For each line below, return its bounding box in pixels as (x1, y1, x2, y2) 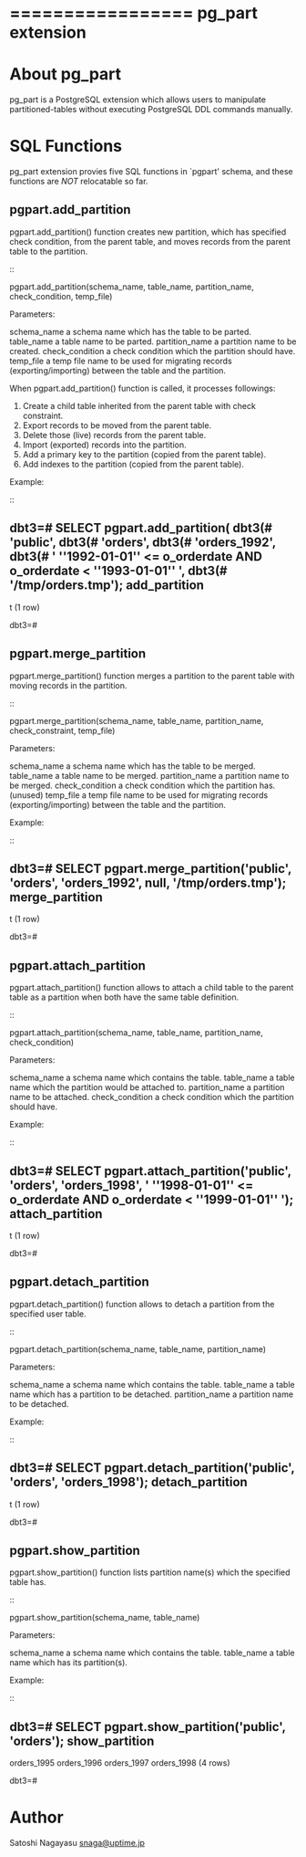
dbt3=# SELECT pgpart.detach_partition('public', (9, 1460, 295, 1476)
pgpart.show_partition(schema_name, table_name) (9, 1612, 200, 1623)
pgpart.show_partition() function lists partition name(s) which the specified (9, 1567, 291, 1578)
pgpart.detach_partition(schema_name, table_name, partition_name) (9, 1343, 267, 1354)
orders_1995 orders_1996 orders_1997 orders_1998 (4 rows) (9, 1757, 230, 1768)
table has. (9, 1577, 47, 1588)
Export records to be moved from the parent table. (22, 419, 212, 431)
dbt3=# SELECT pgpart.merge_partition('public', (9, 861, 292, 876)
